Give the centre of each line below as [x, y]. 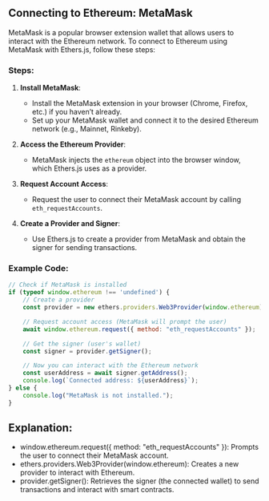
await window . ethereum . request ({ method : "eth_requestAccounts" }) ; [139, 329]
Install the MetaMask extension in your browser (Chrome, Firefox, [140, 103]
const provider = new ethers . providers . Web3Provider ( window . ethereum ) [143, 308]
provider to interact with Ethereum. [77, 473]
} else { [23, 388]
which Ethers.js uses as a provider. [89, 168]
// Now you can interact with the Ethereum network [110, 366]
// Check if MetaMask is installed [68, 285]
